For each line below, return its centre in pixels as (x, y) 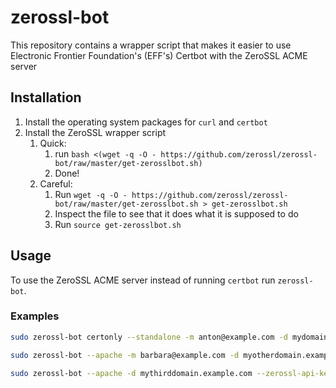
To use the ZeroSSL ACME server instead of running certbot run (143, 280)
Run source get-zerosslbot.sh (118, 224)
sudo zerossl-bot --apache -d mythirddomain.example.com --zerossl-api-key (171, 373)
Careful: (56, 183)
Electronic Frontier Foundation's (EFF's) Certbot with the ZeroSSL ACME (159, 55)
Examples (35, 316)
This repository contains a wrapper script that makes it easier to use (151, 45)
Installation (46, 97)
